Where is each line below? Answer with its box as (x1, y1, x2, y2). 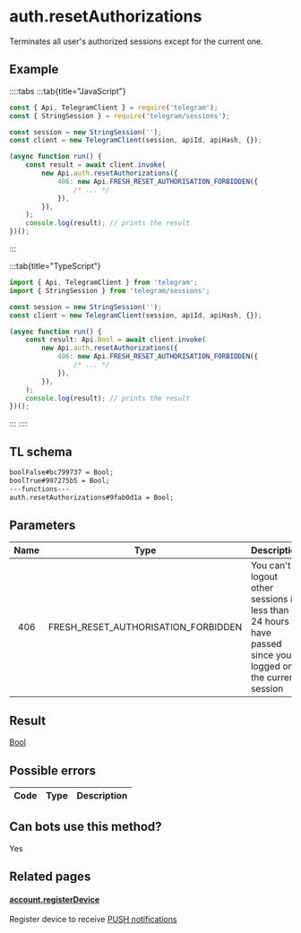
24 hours (250, 616, 289, 628)
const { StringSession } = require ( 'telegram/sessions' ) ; (9, 111, 230, 120)
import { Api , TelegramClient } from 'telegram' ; (9, 278, 199, 287)
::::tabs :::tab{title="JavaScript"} (9, 85, 127, 96)
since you (250, 649, 292, 661)
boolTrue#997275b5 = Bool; (9, 476, 110, 485)
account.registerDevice (9, 894, 100, 904)
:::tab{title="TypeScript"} (9, 261, 101, 271)
